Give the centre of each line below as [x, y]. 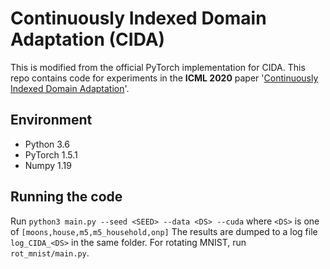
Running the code [66, 197]
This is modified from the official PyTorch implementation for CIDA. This [158, 67]
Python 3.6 [47, 144]
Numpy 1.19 [48, 165]
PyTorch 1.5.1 [51, 154]
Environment [51, 120]
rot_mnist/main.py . [50, 253]
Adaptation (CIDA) [88, 39]
